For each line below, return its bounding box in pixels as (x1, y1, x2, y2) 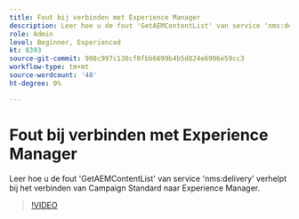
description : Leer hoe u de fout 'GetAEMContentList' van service (9, 21, 261, 30)
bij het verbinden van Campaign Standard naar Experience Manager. (9, 183, 261, 193)
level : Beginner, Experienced (9, 37, 122, 47)
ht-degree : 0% (9, 79, 62, 88)
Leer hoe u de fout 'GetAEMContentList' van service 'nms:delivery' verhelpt (9, 173, 287, 184)
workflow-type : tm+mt (9, 63, 90, 72)
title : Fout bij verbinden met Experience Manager (9, 12, 201, 22)
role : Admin (9, 29, 53, 38)
